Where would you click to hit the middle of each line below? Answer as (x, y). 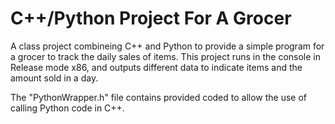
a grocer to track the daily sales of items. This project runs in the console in (166, 56)
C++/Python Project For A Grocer (151, 18)
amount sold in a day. (54, 78)
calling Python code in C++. (67, 108)
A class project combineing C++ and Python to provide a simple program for (167, 46)
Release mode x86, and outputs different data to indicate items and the (156, 67)
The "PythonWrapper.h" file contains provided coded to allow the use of (159, 97)
